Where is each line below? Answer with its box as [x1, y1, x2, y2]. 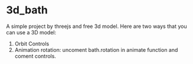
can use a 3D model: [6, 29, 57, 35]
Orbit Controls [14, 40, 50, 47]
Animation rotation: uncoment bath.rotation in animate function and [14, 46, 178, 53]
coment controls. [14, 52, 56, 59]
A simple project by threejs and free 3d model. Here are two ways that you [6, 23, 187, 30]
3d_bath [6, 3, 48, 17]
